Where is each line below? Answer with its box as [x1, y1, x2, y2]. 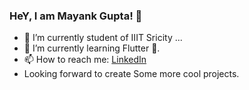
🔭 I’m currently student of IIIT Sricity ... [23, 32, 183, 44]
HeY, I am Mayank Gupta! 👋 [9, 9, 143, 23]
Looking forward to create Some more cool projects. [23, 68, 240, 80]
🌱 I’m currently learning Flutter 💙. [23, 42, 161, 54]
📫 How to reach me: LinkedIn [23, 54, 147, 66]
